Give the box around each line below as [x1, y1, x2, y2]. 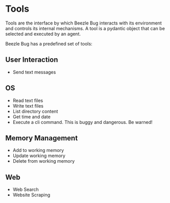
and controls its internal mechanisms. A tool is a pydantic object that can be [5, 25, 165, 31]
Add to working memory [12, 147, 64, 154]
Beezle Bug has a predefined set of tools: [5, 40, 93, 46]
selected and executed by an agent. [5, 31, 81, 37]
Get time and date [12, 113, 51, 120]
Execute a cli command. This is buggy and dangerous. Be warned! [12, 119, 153, 125]
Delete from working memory [12, 158, 75, 164]
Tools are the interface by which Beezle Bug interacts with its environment [5, 20, 162, 26]
